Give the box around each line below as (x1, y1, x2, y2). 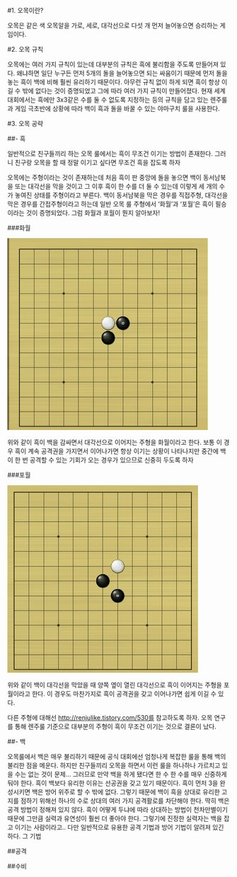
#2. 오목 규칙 (7, 45, 44, 53)
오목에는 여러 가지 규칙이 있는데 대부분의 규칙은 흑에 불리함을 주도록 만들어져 (7, 60, 219, 69)
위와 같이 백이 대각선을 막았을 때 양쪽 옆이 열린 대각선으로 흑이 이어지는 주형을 (7, 681, 223, 689)
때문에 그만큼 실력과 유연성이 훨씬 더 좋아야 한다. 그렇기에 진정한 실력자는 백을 (7, 814, 223, 823)
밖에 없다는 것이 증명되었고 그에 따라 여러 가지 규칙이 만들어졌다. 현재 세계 (22, 87, 226, 95)
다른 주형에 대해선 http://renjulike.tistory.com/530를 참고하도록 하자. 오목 (7, 714, 213, 721)
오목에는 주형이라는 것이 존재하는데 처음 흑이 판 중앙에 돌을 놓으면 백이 (7, 173, 202, 182)
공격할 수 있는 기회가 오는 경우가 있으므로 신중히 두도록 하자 (29, 455, 194, 464)
